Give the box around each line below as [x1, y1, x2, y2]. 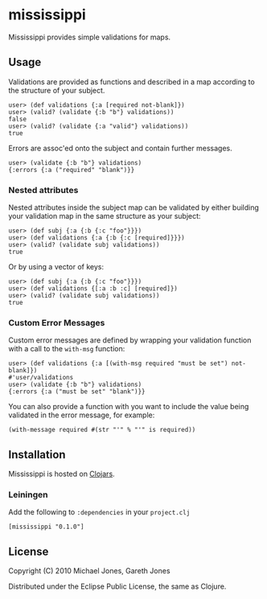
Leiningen [8, 489, 48, 500]
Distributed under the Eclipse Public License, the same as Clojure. [8, 581, 227, 592]
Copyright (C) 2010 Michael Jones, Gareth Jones [8, 566, 170, 576]
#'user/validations [8, 374, 74, 382]
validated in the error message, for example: [8, 410, 155, 420]
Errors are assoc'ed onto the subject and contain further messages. [8, 143, 232, 153]
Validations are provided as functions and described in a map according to [8, 76, 255, 86]
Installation [8, 448, 66, 462]
